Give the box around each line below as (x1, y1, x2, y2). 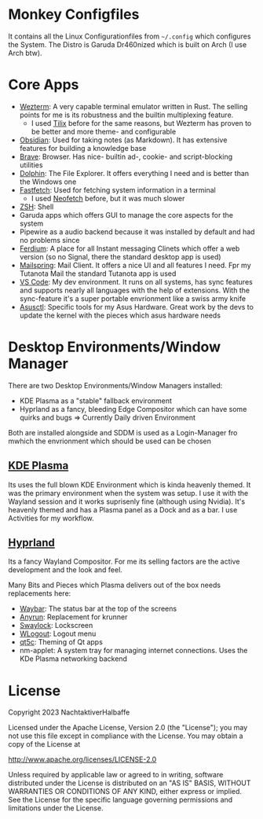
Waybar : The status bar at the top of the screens (19, 604, 177, 614)
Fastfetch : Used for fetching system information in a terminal (19, 185, 216, 194)
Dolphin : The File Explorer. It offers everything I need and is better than (19, 168, 250, 178)
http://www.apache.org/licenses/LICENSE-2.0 (8, 755, 157, 764)
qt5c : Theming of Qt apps (19, 637, 104, 647)
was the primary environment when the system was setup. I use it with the (8, 488, 249, 498)
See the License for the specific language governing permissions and (8, 795, 233, 805)
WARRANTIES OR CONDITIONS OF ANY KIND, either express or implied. (8, 787, 242, 796)
